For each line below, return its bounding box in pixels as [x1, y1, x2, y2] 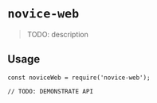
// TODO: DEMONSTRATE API [7, 87, 93, 95]
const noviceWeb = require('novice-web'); [7, 74, 151, 82]
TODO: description [26, 29, 89, 39]
